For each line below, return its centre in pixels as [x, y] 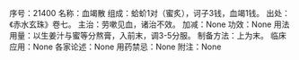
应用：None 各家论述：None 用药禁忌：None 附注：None [115, 47]
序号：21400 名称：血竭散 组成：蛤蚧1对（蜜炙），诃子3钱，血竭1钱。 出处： [149, 13]
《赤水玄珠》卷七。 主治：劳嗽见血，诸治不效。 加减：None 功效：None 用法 [149, 24]
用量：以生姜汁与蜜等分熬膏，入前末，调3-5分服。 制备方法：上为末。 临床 [148, 35]
